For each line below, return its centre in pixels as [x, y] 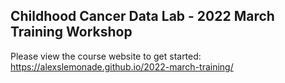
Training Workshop [71, 32]
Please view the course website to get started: [106, 56]
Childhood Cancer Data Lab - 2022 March [142, 16]
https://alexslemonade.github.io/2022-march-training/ [122, 66]
